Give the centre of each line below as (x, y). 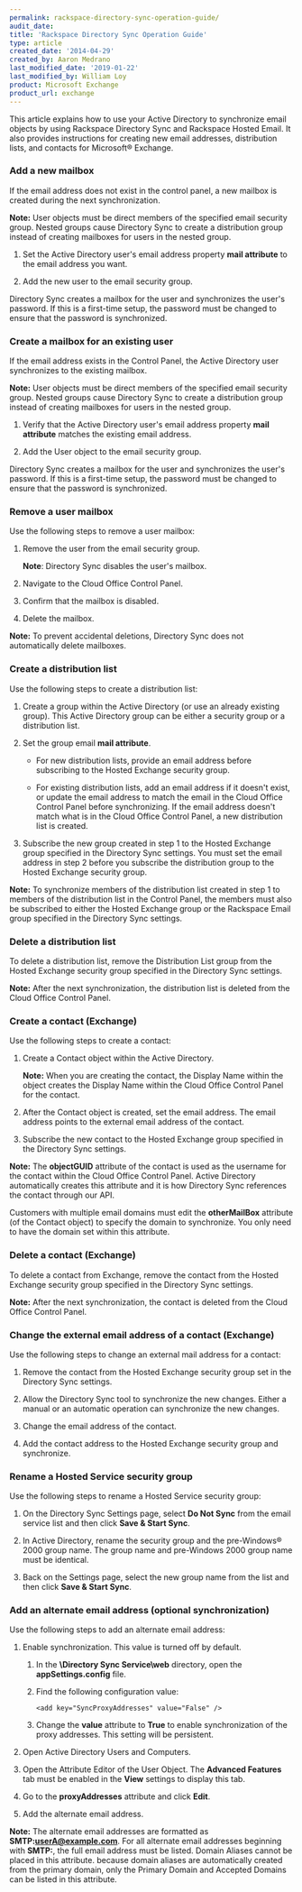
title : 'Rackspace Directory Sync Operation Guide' (108, 34)
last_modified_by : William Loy (68, 77)
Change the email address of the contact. (100, 1426)
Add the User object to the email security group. (112, 452)
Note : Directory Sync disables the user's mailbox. (114, 566)
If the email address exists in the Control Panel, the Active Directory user (144, 361)
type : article (36, 43)
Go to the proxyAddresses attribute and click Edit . (116, 1796)
